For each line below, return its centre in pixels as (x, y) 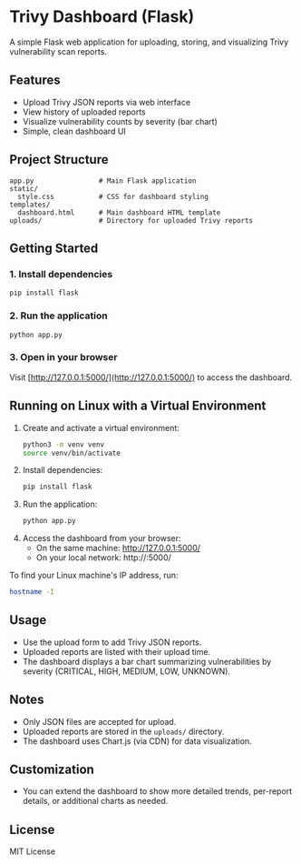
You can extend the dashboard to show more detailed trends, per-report (157, 791)
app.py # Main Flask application (103, 181)
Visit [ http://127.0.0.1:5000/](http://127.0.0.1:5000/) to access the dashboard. (151, 377)
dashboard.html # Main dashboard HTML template (119, 212)
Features (35, 80)
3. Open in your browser (63, 357)
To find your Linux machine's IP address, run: (94, 576)
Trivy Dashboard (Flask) (102, 17)
